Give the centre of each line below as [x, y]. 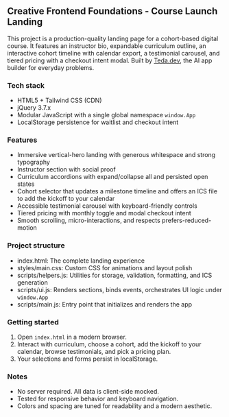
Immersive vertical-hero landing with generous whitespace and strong [116, 155]
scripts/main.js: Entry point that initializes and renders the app [105, 304]
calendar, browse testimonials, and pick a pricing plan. [94, 352]
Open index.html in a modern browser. [72, 337]
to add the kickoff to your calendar [66, 199]
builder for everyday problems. [51, 67]
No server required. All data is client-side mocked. [88, 392]
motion [27, 228]
